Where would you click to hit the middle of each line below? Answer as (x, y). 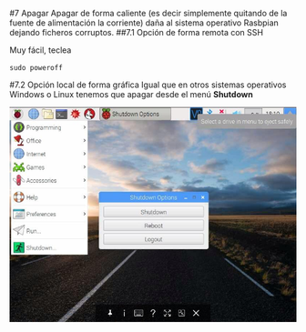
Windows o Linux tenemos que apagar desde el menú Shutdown (131, 94)
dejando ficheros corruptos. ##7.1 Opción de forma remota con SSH (137, 32)
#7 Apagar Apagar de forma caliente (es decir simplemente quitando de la (148, 13)
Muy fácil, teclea (41, 50)
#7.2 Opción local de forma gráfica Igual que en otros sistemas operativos (148, 85)
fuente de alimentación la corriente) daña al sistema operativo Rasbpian (144, 23)
